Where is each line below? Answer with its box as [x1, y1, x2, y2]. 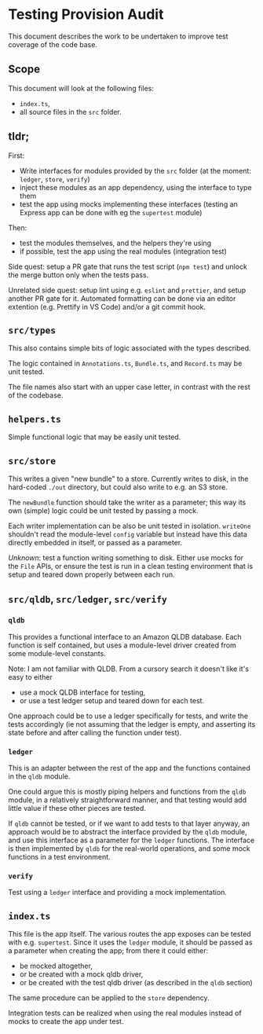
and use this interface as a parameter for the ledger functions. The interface [8, 835, 255, 845]
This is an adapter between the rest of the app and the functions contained [8, 763, 251, 772]
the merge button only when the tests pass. [8, 269, 149, 280]
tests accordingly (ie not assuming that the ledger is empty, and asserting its [8, 719, 256, 728]
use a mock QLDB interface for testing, [19, 687, 146, 697]
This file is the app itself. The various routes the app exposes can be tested [8, 929, 251, 939]
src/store [8, 455, 57, 467]
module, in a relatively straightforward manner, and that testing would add [8, 795, 247, 805]
